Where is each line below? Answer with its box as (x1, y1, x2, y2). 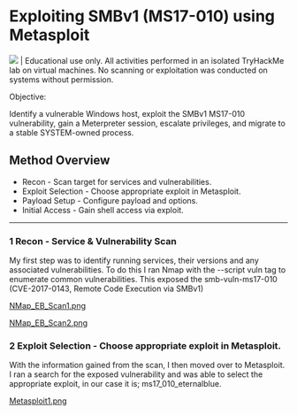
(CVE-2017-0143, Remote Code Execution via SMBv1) (9, 283, 204, 294)
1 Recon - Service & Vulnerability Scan (9, 234, 177, 247)
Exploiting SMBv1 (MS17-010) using (9, 6, 276, 27)
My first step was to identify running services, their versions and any (9, 255, 259, 266)
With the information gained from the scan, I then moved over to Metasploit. (9, 360, 286, 371)
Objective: (9, 91, 47, 102)
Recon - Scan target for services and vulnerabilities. (21, 176, 212, 187)
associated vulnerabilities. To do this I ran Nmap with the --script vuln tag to (9, 265, 286, 275)
